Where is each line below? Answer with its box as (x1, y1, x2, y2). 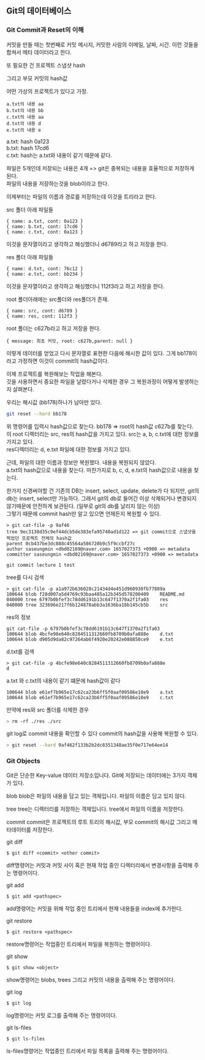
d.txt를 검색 (6, 648, 35, 655)
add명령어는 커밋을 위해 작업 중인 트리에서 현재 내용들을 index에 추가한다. (6, 904, 183, 912)
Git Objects (6, 757, 41, 765)
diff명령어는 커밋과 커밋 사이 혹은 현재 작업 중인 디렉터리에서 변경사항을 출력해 (6, 861, 193, 869)
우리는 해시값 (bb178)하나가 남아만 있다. (6, 398, 102, 406)
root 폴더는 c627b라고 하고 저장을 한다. (6, 324, 101, 332)
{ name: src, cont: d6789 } (6, 308, 78, 314)
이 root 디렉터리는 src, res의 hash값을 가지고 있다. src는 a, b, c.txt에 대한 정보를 (6, 430, 199, 437)
